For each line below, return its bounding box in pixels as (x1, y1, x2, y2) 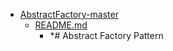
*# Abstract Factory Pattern (49, 30, 164, 41)
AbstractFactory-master (19, 9, 119, 20)
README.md (34, 19, 88, 31)
